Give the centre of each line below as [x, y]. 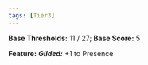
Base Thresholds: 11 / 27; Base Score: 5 [74, 38]
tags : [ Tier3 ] [32, 15]
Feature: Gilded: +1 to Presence [61, 53]
